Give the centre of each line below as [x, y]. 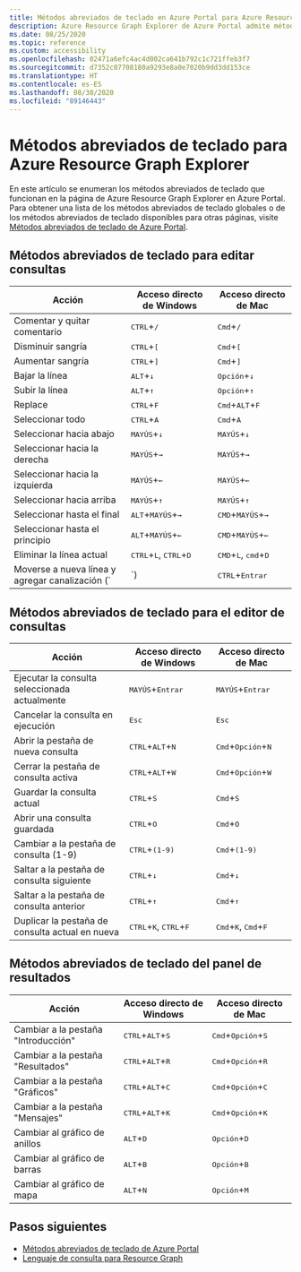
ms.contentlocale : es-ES [56, 84]
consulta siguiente [52, 881]
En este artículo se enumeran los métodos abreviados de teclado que [137, 189]
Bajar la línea [41, 375]
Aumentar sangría [52, 361]
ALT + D [135, 1138]
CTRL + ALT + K [147, 1112]
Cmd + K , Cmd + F [241, 926]
